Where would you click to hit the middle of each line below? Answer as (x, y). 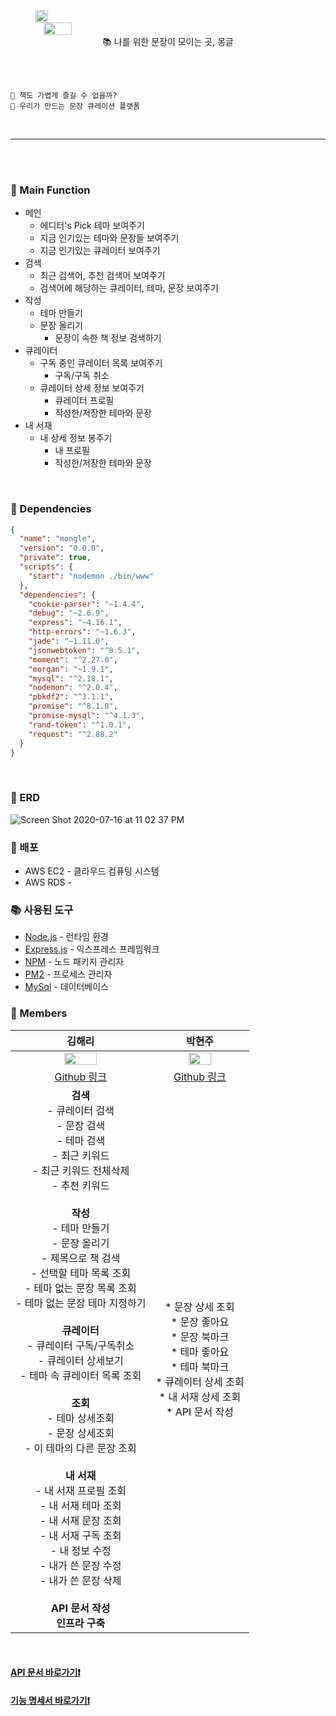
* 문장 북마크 (200, 1337)
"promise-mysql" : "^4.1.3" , (86, 716)
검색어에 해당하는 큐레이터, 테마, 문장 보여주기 (129, 288)
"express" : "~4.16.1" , (75, 623)
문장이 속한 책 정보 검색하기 (108, 338)
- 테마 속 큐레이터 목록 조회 (80, 1375)
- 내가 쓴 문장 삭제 (80, 1580)
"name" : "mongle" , (58, 539)
